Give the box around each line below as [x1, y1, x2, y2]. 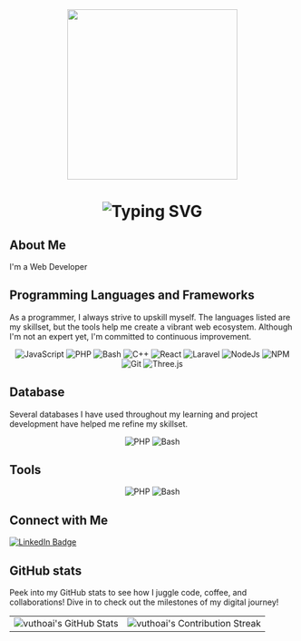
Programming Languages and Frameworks [9, 288, 256, 303]
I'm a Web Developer [9, 261, 88, 271]
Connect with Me [9, 512, 109, 528]
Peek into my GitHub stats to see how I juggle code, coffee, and [9, 587, 248, 598]
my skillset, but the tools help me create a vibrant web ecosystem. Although [9, 321, 293, 332]
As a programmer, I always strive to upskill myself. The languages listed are [9, 311, 291, 322]
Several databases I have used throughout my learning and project [9, 409, 258, 419]
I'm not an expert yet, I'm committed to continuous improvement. [9, 330, 252, 341]
